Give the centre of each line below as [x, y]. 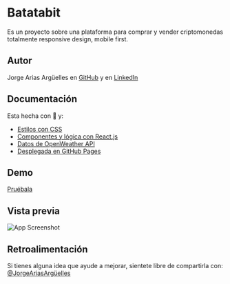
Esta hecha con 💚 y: [35, 116]
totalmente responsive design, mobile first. [68, 39]
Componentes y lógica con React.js [67, 136]
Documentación [42, 99]
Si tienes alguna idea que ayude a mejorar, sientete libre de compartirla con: [115, 266]
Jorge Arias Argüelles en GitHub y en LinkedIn [73, 77]
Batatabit [34, 13]
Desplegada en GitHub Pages [59, 151]
